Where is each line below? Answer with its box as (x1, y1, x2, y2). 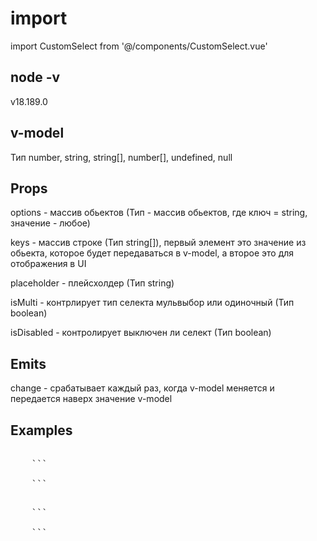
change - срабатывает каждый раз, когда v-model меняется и (10, 382, 275, 394)
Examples (10, 422, 73, 439)
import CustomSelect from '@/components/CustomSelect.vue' (10, 40, 268, 52)
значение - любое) (10, 217, 91, 229)
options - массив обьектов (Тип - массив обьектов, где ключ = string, (10, 207, 308, 219)
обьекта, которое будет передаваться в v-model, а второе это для (10, 247, 295, 259)
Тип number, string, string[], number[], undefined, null (10, 151, 233, 163)
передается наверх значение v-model (10, 393, 173, 405)
